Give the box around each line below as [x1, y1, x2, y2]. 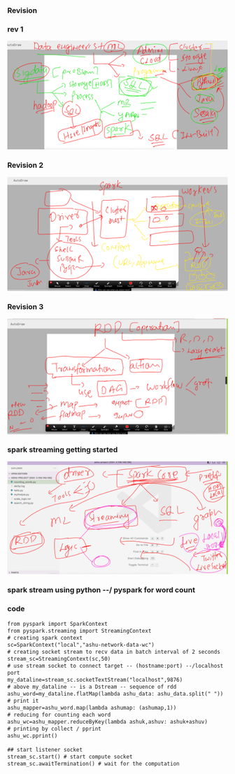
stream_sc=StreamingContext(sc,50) [7, 655, 111, 662]
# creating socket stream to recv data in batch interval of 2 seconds [7, 648, 220, 655]
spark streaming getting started [7, 445, 118, 454]
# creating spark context [7, 634, 83, 641]
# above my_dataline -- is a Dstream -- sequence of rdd [7, 683, 177, 690]
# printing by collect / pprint [7, 725, 101, 732]
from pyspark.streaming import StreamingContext [7, 627, 152, 634]
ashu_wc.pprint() [7, 732, 58, 739]
